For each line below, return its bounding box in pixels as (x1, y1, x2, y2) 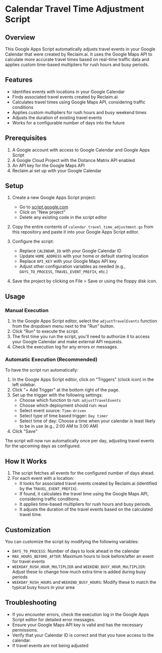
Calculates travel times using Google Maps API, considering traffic (12, 99, 145, 105)
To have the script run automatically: (5, 367, 79, 373)
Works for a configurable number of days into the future (12, 119, 125, 125)
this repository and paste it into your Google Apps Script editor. (12, 229, 140, 235)
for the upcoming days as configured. (5, 443, 81, 449)
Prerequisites (5, 134, 47, 142)
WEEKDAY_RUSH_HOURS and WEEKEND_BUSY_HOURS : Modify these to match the (12, 579, 157, 585)
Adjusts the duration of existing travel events (12, 115, 102, 120)
